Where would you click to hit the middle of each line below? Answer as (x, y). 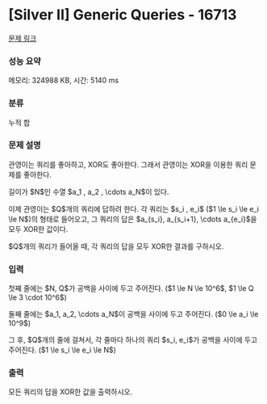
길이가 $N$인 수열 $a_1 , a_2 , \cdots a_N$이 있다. (89, 191)
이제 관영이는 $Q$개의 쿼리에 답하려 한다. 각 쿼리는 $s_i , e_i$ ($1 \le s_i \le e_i (134, 208)
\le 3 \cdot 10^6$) (38, 297)
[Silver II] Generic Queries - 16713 (123, 15)
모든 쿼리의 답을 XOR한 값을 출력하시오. (71, 392)
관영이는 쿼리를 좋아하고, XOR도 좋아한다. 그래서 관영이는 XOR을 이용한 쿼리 (128, 164)
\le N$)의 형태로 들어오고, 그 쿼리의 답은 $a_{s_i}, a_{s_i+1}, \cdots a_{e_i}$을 (133, 219)
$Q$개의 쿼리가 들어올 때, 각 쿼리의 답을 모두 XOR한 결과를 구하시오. (116, 246)
